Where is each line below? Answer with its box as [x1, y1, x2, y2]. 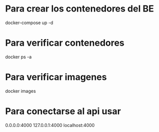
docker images [5, 88, 36, 94]
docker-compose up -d [5, 20, 54, 26]
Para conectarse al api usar [5, 106, 121, 117]
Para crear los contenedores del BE [5, 3, 154, 15]
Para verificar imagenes [5, 71, 107, 83]
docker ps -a [5, 54, 32, 60]
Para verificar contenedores [5, 37, 124, 49]
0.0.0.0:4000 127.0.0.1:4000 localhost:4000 [5, 122, 95, 128]
